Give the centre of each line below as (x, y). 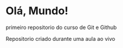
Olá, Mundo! (37, 11)
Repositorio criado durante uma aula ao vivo (61, 39)
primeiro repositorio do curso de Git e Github (61, 27)
